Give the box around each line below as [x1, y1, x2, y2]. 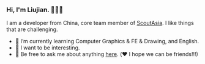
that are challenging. [6, 26, 58, 33]
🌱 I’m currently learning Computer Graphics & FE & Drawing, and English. [15, 38, 199, 45]
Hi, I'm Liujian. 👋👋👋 [6, 5, 63, 14]
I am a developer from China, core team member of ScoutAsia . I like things [6, 20, 194, 27]
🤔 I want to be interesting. [15, 44, 80, 51]
